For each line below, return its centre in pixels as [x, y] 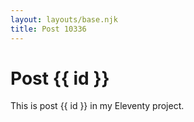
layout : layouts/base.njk [64, 19]
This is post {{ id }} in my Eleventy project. [97, 106]
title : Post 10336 [48, 29]
